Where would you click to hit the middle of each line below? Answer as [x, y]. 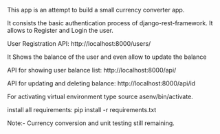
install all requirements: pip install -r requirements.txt [82, 110]
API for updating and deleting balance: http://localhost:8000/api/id [101, 83]
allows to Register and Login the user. [60, 30]
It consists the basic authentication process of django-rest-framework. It [110, 23]
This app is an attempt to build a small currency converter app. [96, 10]
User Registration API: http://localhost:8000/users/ [79, 43]
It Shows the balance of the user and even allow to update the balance [107, 57]
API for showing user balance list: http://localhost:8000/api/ [92, 70]
